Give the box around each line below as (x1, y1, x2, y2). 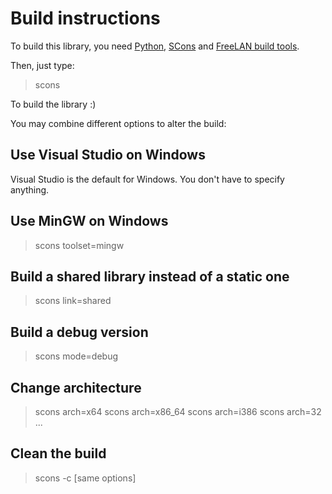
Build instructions (10, 7, 161, 30)
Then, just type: (10, 59, 75, 71)
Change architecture (10, 379, 142, 396)
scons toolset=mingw (34, 239, 125, 251)
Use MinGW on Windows (10, 213, 169, 230)
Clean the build (10, 445, 107, 462)
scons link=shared (34, 295, 112, 307)
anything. (10, 183, 50, 196)
